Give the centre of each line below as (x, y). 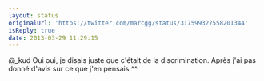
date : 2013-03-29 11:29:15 (53, 38)
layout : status (34, 15)
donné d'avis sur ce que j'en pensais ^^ (73, 69)
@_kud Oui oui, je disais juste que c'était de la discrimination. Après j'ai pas (132, 60)
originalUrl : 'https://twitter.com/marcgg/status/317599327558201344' (128, 23)
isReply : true (32, 30)
